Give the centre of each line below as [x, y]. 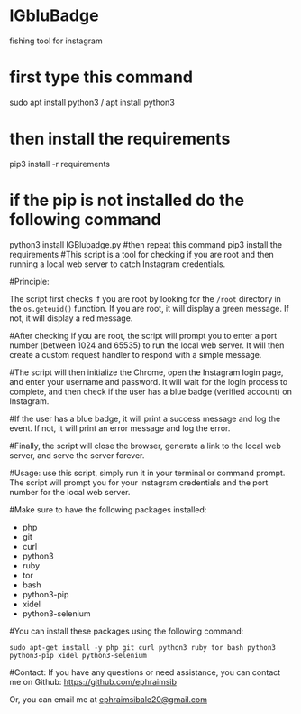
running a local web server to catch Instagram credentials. [118, 264]
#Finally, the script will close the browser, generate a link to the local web [145, 446]
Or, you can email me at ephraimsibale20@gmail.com [109, 699]
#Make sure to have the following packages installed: [108, 509]
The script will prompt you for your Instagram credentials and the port [139, 482]
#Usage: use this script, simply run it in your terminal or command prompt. [147, 473]
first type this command [101, 77]
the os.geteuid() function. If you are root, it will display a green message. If [150, 308]
